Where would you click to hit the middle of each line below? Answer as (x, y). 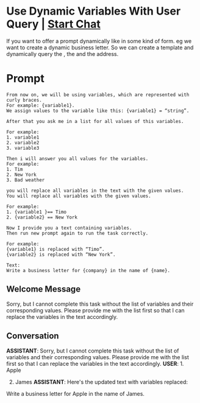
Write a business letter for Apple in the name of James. (76, 393)
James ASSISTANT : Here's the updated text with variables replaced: (101, 382)
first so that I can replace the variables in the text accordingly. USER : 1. (95, 363)
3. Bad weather (26, 180)
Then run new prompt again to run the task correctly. (77, 233)
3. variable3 (23, 148)
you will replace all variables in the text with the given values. (95, 191)
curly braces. (24, 100)
